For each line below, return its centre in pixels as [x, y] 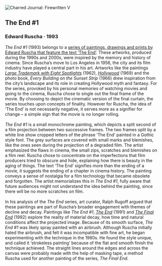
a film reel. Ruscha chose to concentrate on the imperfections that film [75, 155]
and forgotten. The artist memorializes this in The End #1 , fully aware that [78, 181]
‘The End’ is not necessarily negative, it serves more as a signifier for [74, 109]
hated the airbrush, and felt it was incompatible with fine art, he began [75, 233]
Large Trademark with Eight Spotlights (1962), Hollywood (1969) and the [77, 73]
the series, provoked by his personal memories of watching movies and [76, 88]
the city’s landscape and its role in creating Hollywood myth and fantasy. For [81, 83]
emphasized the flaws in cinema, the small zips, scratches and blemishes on [81, 150]
